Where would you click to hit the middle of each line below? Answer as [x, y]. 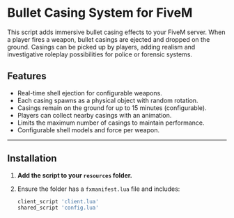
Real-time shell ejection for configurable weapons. [89, 93]
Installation [32, 158]
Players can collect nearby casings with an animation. [94, 115]
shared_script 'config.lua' [58, 208]
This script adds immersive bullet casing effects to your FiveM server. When [116, 32]
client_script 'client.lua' [58, 201]
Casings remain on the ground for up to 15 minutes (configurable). [112, 108]
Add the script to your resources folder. [75, 175]
